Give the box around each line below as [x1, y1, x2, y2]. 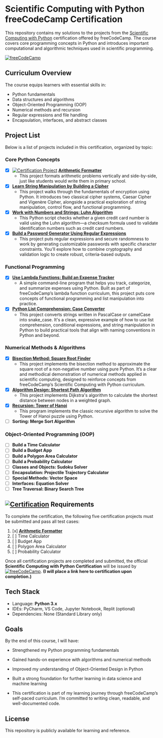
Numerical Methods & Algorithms [5, 344, 86, 351]
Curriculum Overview [5, 69, 72, 77]
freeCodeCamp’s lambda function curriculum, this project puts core [19, 291, 155, 296]
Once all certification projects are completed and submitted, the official [5, 558, 148, 564]
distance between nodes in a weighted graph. [19, 397, 111, 403]
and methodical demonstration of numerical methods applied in [19, 371, 147, 377]
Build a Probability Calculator [12, 459, 72, 464]
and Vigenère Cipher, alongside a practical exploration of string [19, 199, 147, 205]
